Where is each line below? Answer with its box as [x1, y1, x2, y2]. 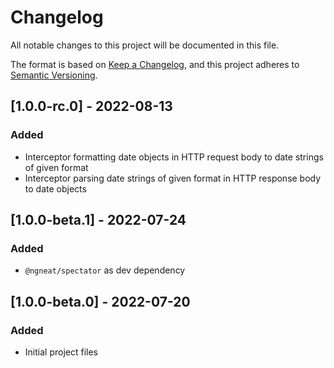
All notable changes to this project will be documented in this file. [10, 39, 280, 51]
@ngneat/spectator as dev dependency [24, 264, 186, 276]
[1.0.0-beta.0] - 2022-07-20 [10, 293, 191, 310]
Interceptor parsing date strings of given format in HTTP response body [24, 172, 322, 184]
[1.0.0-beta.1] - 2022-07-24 [10, 212, 187, 229]
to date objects [24, 182, 87, 195]
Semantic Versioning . [10, 69, 98, 81]
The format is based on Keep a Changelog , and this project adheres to [10, 58, 300, 70]
